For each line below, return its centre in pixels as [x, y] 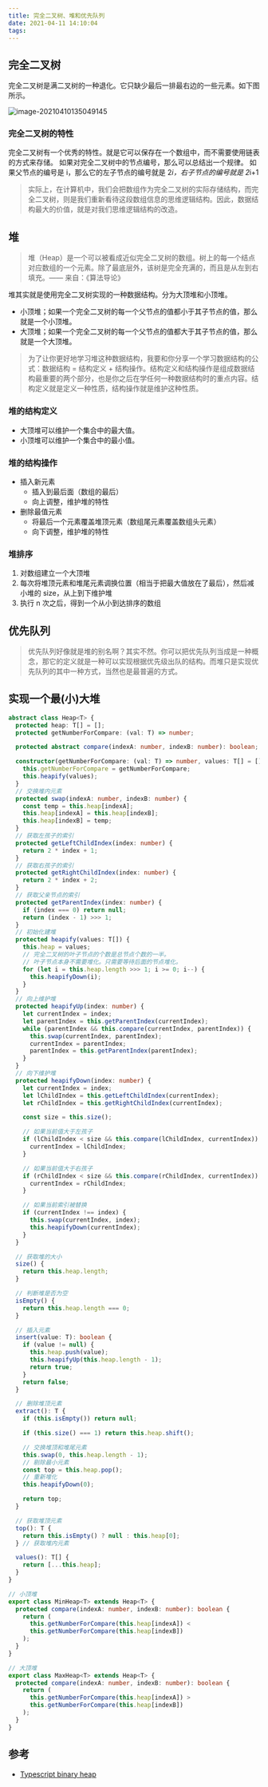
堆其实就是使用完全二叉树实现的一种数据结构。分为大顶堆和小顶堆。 [120, 295]
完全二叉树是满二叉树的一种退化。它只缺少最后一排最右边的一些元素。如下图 [134, 85]
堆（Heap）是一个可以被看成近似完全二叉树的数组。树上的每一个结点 [141, 258]
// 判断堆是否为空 [42, 1294]
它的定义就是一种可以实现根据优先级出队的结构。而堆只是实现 [150, 661]
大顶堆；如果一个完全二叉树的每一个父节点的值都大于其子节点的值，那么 [138, 331]
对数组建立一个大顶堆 [55, 573]
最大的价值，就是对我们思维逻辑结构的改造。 [108, 209]
